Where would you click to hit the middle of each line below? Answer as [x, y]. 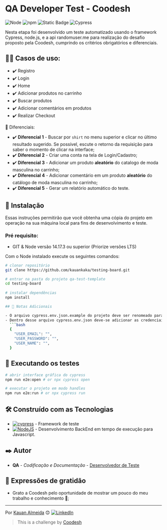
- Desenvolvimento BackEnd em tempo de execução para [94, 429]
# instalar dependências [31, 293]
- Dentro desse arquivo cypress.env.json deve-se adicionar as [72, 320]
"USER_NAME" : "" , [32, 343]
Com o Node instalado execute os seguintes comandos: [62, 256]
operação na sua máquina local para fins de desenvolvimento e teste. [76, 223]
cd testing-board [23, 284]
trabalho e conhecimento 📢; [41, 498]
